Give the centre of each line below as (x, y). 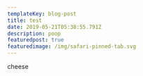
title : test (25, 20)
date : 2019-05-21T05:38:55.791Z (54, 27)
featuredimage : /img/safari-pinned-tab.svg (72, 46)
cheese (18, 66)
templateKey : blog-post (42, 14)
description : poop (34, 33)
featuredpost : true (36, 40)
